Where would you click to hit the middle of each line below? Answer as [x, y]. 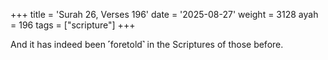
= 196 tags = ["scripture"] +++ [73, 25]
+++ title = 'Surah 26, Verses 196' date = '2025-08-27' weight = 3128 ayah [164, 14]
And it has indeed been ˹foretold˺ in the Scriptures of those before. [147, 44]
